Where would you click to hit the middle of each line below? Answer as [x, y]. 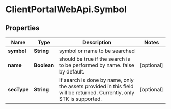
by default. [72, 72]
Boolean [44, 65]
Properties [22, 28]
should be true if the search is [95, 59]
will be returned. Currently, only [97, 93]
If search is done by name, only [96, 80]
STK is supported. [81, 99]
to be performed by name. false [97, 65]
